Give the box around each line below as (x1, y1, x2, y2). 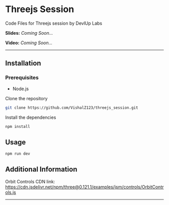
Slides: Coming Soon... (5, 30, 53, 36)
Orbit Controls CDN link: (5, 178, 55, 184)
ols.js (5, 189, 16, 195)
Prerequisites (5, 74, 39, 81)
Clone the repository (5, 95, 48, 101)
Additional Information (5, 165, 77, 174)
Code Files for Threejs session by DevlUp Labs (5, 20, 103, 26)
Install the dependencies (5, 114, 56, 120)
